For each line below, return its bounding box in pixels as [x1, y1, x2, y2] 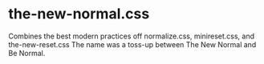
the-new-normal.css [8, 5, 150, 23]
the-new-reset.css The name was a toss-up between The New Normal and [8, 39, 257, 49]
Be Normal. [8, 48, 46, 58]
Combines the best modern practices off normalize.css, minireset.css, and [8, 31, 255, 41]
